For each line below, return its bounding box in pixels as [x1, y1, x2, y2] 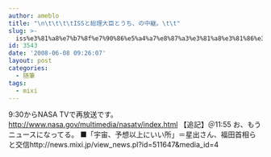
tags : [8, 79, 27, 87]
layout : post [8, 57, 52, 65]
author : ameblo [8, 11, 60, 20]
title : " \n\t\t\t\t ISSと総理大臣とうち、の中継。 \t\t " [8, 19, 181, 27]
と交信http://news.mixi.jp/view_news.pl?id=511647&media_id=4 [8, 140, 219, 150]
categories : [8, 64, 48, 72]
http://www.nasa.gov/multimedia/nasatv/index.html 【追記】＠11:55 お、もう [8, 120, 262, 130]
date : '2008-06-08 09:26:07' [8, 49, 106, 57]
